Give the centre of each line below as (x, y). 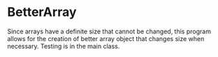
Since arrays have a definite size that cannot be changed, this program (109, 31)
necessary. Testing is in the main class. (64, 46)
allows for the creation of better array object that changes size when (106, 38)
